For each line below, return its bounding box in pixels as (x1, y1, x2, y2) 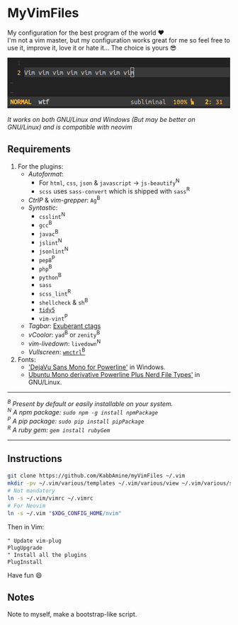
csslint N (38, 210, 66, 220)
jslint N (38, 237, 62, 247)
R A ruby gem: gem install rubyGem (7, 424, 110, 434)
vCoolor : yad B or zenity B (28, 329, 101, 339)
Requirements (7, 143, 71, 155)
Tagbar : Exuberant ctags (28, 321, 101, 330)
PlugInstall (7, 558, 42, 565)
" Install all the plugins (7, 551, 87, 558)
